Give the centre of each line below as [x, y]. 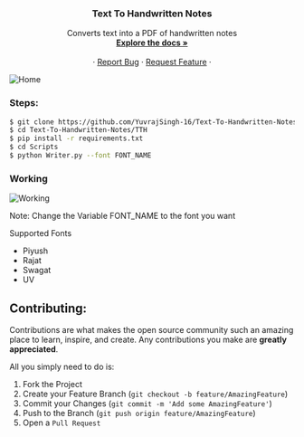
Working [28, 178]
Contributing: [48, 308]
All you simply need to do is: [62, 367]
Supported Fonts [41, 233]
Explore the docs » [152, 43]
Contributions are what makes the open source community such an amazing [152, 330]
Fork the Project [52, 385]
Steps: [24, 103]
